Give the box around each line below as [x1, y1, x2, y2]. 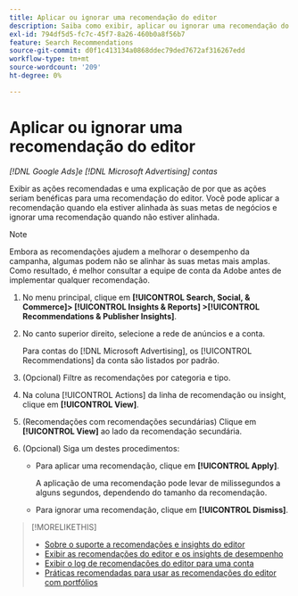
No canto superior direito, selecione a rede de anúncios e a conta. [21, 327, 266, 339]
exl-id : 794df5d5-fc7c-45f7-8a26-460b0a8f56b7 [9, 29, 186, 38]
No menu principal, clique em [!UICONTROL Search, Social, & [21, 292, 251, 302]
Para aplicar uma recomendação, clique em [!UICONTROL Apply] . [35, 460, 279, 471]
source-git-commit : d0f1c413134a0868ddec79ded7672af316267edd [9, 46, 245, 55]
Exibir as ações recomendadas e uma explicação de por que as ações [9, 183, 267, 194]
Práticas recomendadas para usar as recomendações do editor [44, 567, 277, 578]
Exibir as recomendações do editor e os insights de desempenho [44, 548, 284, 559]
